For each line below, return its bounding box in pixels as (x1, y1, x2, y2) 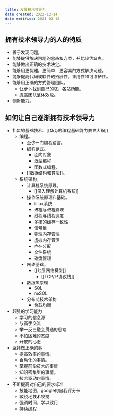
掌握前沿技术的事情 (19, 363, 58, 369)
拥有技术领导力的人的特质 (5, 35, 82, 44)
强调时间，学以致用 (19, 400, 58, 405)
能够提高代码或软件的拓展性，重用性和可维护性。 (12, 74, 111, 79)
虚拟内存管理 (34, 237, 60, 243)
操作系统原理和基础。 (26, 194, 70, 200)
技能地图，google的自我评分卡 (19, 388, 81, 393)
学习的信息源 (19, 315, 45, 320)
